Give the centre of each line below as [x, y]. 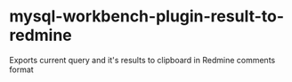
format [21, 70]
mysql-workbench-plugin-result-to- [147, 16]
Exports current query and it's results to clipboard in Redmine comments [142, 60]
